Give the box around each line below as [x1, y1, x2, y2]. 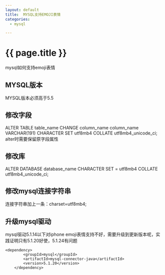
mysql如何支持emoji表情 [5, 65, 55, 71]
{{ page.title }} [5, 47, 67, 59]
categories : [5, 17, 30, 22]
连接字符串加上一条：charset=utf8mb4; [5, 201, 87, 207]
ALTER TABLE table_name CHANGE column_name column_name [5, 124, 139, 130]
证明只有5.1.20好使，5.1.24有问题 [9, 238, 78, 244]
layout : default [5, 7, 39, 13]
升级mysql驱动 [5, 217, 52, 226]
